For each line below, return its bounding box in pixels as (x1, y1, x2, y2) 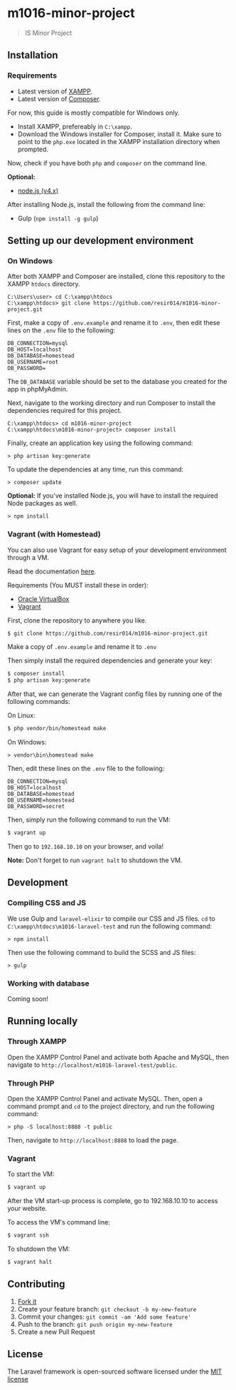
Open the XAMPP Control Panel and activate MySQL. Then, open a (7, 1094, 203, 1103)
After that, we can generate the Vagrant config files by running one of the (7, 690, 222, 698)
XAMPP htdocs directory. (7, 280, 80, 288)
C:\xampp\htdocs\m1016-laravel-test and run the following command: (7, 921, 213, 930)
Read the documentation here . (7, 567, 97, 576)
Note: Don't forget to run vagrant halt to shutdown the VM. (7, 856, 183, 864)
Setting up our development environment (7, 235, 194, 247)
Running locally (7, 1015, 78, 1028)
